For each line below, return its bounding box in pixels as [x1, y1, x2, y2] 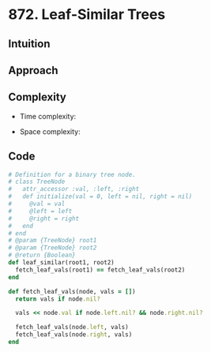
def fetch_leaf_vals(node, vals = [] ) [8, 287, 136, 295]
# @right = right [8, 215, 80, 223]
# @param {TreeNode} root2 [8, 244, 97, 252]
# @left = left [8, 207, 73, 215]
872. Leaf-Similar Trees [8, 6, 166, 24]
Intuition [8, 37, 51, 51]
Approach [8, 63, 58, 77]
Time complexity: [19, 111, 77, 121]
